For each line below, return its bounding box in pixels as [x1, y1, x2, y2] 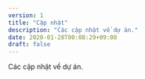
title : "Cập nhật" [8, 19, 68, 27]
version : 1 [8, 11, 44, 20]
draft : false [8, 41, 51, 48]
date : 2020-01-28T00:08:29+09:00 [8, 33, 118, 41]
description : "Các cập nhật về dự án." [8, 26, 139, 34]
